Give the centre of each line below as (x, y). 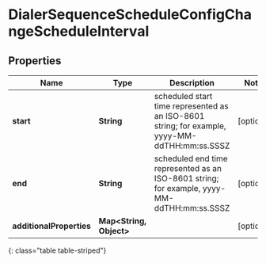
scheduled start (183, 96)
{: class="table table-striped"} (57, 250)
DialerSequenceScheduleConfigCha (130, 15)
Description (192, 83)
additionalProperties (51, 226)
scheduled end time (191, 158)
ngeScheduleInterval (79, 31)
